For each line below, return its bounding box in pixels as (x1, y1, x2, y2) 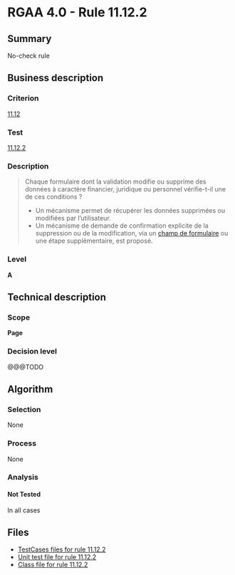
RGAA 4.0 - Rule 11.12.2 (7, 4, 147, 21)
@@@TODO (7, 362, 44, 371)
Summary (7, 33, 52, 45)
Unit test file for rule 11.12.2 (17, 553, 97, 561)
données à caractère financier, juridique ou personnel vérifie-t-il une (24, 185, 226, 194)
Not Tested (7, 490, 41, 499)
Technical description (7, 291, 107, 303)
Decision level (7, 347, 57, 357)
